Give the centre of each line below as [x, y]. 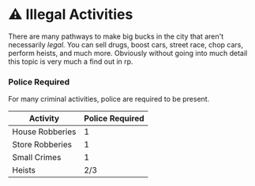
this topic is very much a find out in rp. [71, 61]
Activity [44, 118]
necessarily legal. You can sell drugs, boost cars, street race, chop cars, [126, 44]
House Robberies [44, 132]
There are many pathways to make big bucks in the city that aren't [116, 36]
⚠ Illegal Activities [71, 15]
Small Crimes [37, 158]
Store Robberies [42, 145]
